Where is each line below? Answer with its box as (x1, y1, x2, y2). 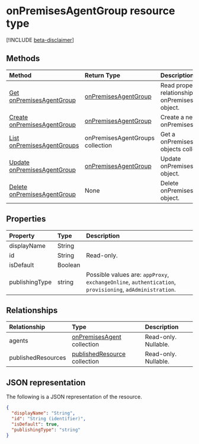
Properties (6, 214, 46, 224)
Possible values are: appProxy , (85, 270, 169, 279)
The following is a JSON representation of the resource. (6, 393, 142, 401)
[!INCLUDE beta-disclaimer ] (6, 36, 74, 43)
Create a (160, 113, 185, 121)
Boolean (57, 261, 81, 269)
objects (160, 145, 181, 153)
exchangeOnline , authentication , (85, 277, 176, 286)
